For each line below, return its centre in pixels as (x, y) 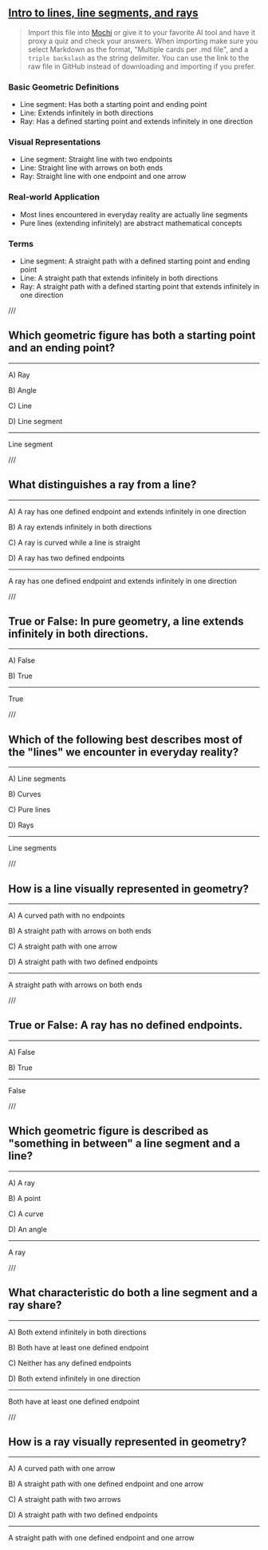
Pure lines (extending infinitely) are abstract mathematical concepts (131, 223)
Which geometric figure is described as (108, 1131)
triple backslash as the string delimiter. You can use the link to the (138, 57)
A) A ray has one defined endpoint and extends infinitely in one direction (127, 511)
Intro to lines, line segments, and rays (103, 13)
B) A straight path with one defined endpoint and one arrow (106, 1484)
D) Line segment (35, 421)
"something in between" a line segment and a (124, 1144)
